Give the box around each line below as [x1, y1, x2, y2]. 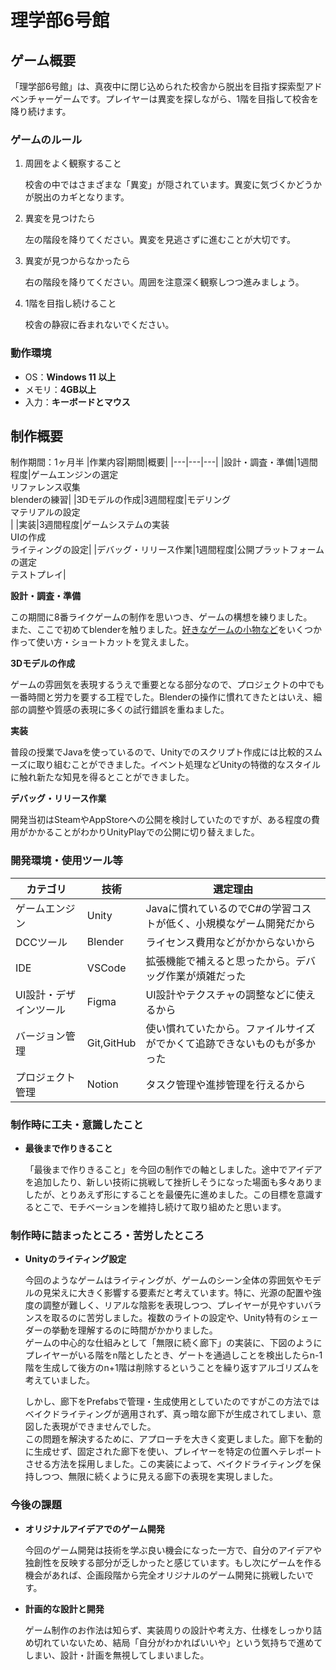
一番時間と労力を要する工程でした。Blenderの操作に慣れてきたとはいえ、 [10, 691, 314, 703]
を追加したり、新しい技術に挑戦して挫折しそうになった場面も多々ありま [24, 1176, 323, 1188]
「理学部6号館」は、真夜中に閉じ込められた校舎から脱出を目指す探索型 [10, 81, 305, 92]
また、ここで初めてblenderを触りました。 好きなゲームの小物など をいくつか [10, 624, 322, 636]
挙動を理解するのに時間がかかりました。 [51, 1324, 218, 1336]
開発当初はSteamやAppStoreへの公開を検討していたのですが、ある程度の [10, 814, 312, 826]
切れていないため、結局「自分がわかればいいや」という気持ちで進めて [33, 1636, 323, 1648]
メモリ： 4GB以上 [24, 383, 97, 395]
